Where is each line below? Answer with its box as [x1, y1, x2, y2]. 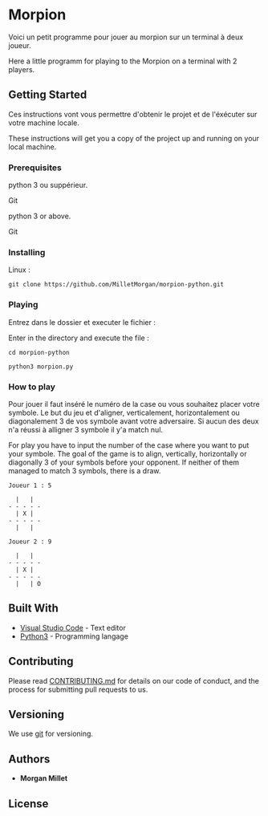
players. [8, 64, 35, 74]
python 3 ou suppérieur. [8, 181, 88, 190]
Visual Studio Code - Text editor [19, 623, 126, 632]
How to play [8, 381, 56, 392]
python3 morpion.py [8, 363, 74, 371]
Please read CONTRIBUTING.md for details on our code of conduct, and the [8, 676, 259, 685]
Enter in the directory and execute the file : [8, 333, 150, 343]
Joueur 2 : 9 [8, 538, 52, 546]
